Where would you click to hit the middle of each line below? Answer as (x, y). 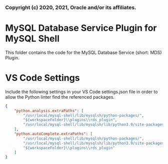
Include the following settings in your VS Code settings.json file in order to (81, 92)
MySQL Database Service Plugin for (81, 28)
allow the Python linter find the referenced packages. (60, 97)
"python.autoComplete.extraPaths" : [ (53, 134)
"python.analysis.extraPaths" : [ (49, 111)
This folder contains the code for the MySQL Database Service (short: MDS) (83, 52)
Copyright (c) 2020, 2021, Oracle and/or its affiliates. (71, 7)
